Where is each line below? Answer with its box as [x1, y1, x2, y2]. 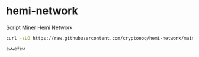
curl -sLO [6, 35, 31, 41]
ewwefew [6, 46, 25, 52]
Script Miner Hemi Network [6, 24, 73, 31]
